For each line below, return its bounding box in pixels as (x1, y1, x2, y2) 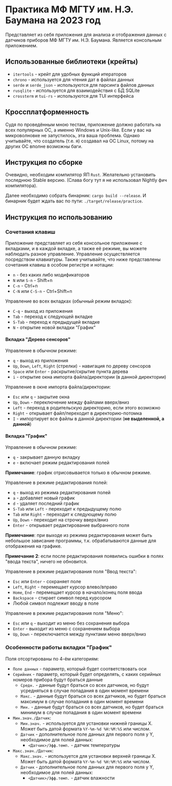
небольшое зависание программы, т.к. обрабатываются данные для (5, 538, 157, 544)
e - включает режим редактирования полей (12, 460, 109, 466)
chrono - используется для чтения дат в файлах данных (12, 76, 135, 83)
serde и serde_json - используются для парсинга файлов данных (12, 82, 155, 88)
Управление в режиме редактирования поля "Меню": (5, 610, 124, 616)
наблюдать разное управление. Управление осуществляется (5, 251, 140, 257)
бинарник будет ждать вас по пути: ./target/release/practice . (5, 198, 143, 204)
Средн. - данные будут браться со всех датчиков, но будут (20, 682, 149, 688)
